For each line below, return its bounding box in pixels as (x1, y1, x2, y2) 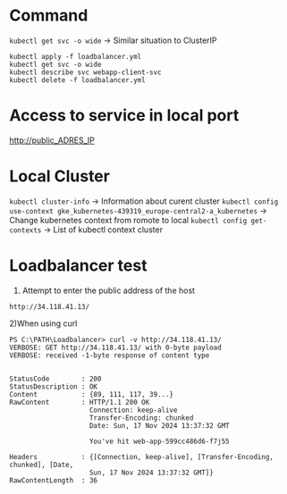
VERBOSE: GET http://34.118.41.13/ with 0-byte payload (9, 343, 222, 352)
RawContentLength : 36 (9, 475, 98, 485)
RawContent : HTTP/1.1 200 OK (9, 398, 150, 406)
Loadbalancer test (9, 255, 148, 275)
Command (9, 5, 89, 26)
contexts (9, 225, 42, 235)
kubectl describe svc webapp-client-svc (9, 68, 163, 77)
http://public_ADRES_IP (9, 135, 96, 146)
